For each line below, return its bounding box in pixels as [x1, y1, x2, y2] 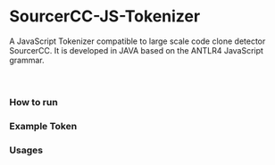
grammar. [9, 54, 45, 65]
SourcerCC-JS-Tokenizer [9, 6, 201, 27]
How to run [9, 95, 58, 108]
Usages [9, 144, 43, 156]
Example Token [9, 120, 78, 132]
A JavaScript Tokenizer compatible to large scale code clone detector [9, 36, 266, 46]
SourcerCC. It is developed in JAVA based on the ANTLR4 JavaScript [9, 45, 263, 55]
